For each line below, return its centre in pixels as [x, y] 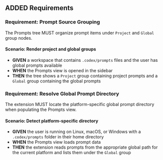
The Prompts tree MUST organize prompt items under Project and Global [80, 33]
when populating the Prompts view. [41, 109]
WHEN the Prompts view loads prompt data [56, 142]
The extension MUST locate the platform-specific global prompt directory [80, 105]
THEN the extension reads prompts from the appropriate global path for [85, 147]
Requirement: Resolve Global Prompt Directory [62, 94]
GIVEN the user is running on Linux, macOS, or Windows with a [77, 132]
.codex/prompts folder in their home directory [58, 137]
